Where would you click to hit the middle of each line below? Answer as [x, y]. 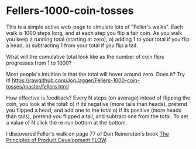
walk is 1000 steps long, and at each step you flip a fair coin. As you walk [94, 33]
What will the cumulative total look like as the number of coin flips [85, 56]
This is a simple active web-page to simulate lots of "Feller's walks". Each [94, 27]
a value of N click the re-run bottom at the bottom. [67, 122]
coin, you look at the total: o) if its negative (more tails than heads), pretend [97, 104]
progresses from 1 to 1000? [39, 63]
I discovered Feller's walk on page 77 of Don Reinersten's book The [88, 134]
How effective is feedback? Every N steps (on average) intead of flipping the [98, 98]
